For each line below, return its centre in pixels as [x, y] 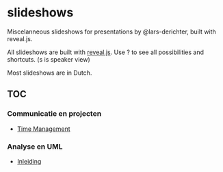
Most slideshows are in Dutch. [50, 73]
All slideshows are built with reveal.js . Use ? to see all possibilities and [105, 52]
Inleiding [29, 161]
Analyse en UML [35, 147]
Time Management [43, 129]
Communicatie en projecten [54, 114]
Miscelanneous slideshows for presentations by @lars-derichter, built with [112, 32]
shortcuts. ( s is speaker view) [49, 59]
